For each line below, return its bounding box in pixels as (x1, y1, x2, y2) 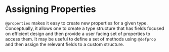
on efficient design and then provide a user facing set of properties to (5, 30, 151, 36)
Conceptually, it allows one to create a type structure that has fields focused (5, 25, 164, 31)
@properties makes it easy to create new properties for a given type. (5, 20, 148, 26)
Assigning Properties (5, 3, 96, 15)
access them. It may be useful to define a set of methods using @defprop (5, 36, 156, 42)
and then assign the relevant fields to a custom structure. (5, 41, 124, 47)
